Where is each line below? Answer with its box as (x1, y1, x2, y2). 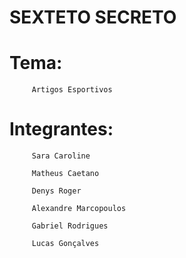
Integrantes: (9, 118, 114, 141)
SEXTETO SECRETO (9, 6, 177, 29)
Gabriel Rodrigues (31, 221, 109, 231)
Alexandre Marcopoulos (31, 204, 127, 214)
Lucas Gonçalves (31, 239, 100, 249)
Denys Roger (31, 186, 82, 196)
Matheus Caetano (31, 169, 100, 179)
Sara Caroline (31, 151, 91, 161)
